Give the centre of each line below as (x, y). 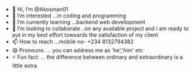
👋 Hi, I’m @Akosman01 (40, 9)
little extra (25, 66)
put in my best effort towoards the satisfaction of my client (85, 35)
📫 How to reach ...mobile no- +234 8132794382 (73, 42)
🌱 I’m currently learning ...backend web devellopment (78, 22)
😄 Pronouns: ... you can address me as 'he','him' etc (78, 50)
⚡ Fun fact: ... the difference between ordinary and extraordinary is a (97, 57)
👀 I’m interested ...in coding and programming (69, 16)
